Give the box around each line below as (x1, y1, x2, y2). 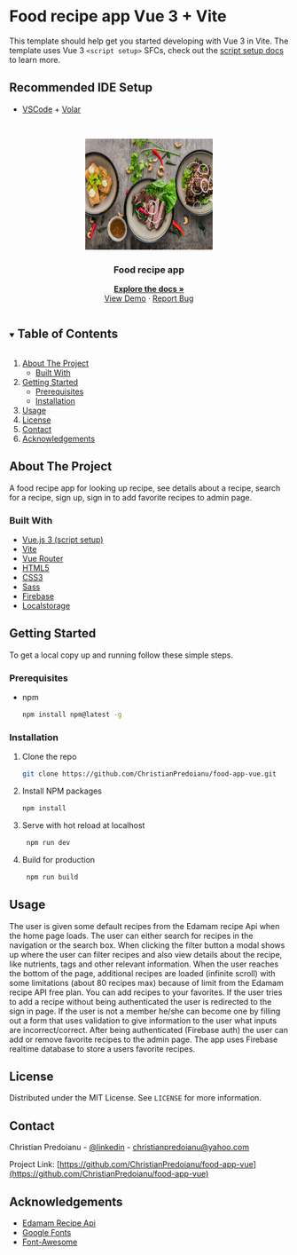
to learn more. (9, 54, 60, 65)
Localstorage (21, 600, 71, 611)
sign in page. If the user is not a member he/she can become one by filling (9, 1006, 281, 1016)
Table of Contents (17, 327, 118, 342)
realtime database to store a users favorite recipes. (9, 1043, 196, 1054)
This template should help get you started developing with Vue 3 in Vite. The (9, 36, 289, 46)
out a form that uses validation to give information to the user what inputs (9, 1014, 277, 1026)
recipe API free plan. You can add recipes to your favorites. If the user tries (9, 987, 283, 998)
